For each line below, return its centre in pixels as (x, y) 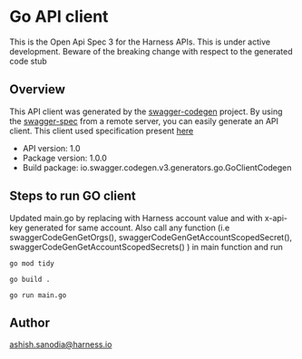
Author (29, 322)
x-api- (276, 218)
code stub (28, 61)
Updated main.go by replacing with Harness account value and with (136, 218)
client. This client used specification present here (102, 131)
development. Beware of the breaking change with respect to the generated (151, 51)
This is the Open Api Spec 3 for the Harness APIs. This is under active (140, 42)
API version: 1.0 (51, 148)
